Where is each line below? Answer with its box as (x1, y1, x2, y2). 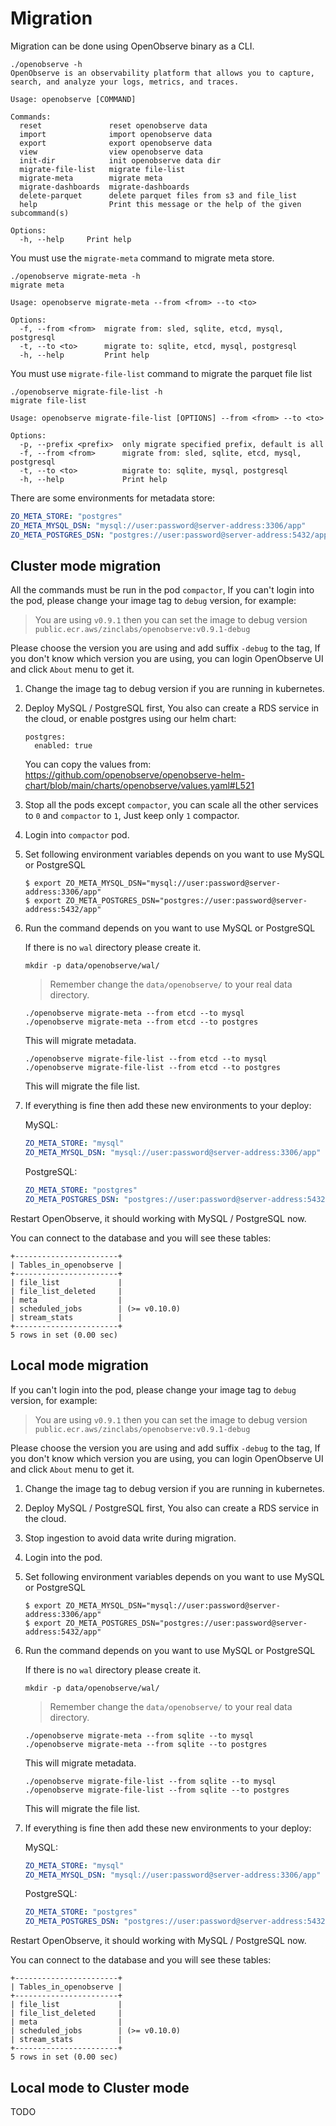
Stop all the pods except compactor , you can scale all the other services (24, 799, 319, 811)
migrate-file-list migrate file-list (19, 164, 186, 174)
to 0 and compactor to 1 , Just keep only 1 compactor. (24, 810, 240, 822)
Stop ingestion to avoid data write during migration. (24, 1532, 237, 1544)
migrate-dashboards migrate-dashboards (19, 182, 190, 192)
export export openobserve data (19, 138, 213, 148)
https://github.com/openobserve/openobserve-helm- (24, 769, 246, 781)
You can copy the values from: (24, 758, 152, 771)
